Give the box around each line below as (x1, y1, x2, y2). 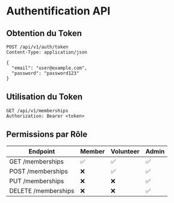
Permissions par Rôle (6, 129, 88, 139)
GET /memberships (9, 157, 64, 166)
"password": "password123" (11, 70, 79, 76)
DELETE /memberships (9, 186, 75, 195)
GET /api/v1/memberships (6, 108, 69, 114)
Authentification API (6, 4, 110, 18)
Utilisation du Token (6, 92, 83, 102)
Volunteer (110, 147, 140, 156)
